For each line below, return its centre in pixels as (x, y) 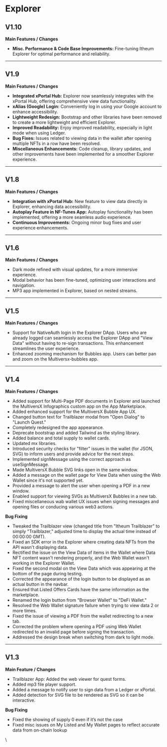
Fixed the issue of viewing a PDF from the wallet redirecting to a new (83, 616)
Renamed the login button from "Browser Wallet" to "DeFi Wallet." (80, 600)
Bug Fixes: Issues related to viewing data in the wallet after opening (82, 138)
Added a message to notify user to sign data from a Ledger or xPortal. (84, 689)
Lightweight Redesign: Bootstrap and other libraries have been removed (87, 117)
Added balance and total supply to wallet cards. (61, 438)
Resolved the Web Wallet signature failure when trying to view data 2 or (85, 606)
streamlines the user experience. (46, 348)
